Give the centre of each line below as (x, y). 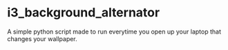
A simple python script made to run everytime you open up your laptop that (114, 32)
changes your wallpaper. (42, 38)
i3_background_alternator (84, 13)
